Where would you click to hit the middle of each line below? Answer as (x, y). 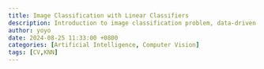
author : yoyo (30, 30)
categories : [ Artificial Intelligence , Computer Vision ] (104, 45)
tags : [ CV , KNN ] (33, 52)
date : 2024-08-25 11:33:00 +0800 (63, 38)
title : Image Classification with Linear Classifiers (99, 15)
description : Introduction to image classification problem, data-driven (132, 23)
